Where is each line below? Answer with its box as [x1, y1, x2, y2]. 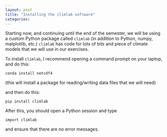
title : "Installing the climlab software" [5, 12, 95, 17]
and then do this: [5, 89, 40, 95]
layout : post [5, 7, 33, 12]
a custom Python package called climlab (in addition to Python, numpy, [5, 35, 153, 41]
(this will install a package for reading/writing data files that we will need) [5, 79, 156, 85]
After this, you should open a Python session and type [5, 108, 117, 114]
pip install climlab [5, 99, 49, 104]
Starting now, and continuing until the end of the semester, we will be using [5, 30, 160, 36]
